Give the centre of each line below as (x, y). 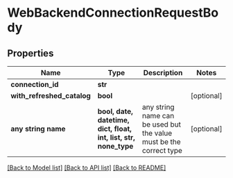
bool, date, (115, 111)
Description (163, 73)
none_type (115, 146)
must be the (162, 142)
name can (158, 116)
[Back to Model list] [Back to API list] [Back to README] (87, 168)
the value (157, 133)
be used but (162, 124)
